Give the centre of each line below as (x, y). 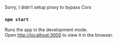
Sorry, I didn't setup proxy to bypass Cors (48, 7)
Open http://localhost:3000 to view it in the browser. (59, 35)
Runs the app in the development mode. (46, 30)
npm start (17, 19)
